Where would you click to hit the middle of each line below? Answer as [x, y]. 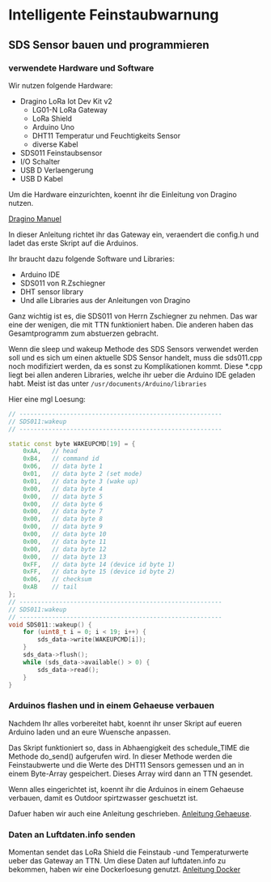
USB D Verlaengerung [57, 170]
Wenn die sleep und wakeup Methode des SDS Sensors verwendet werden [133, 349]
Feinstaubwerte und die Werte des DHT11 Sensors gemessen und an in [126, 764]
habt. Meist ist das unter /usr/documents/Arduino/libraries [108, 383]
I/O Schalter [40, 161]
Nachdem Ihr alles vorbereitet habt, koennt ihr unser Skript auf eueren [125, 723]
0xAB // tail [51, 587]
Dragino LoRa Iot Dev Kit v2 [66, 101]
